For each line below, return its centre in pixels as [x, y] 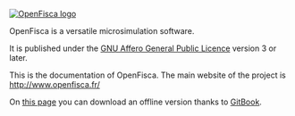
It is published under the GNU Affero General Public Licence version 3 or [143, 48]
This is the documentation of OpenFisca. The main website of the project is [147, 75]
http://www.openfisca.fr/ [55, 84]
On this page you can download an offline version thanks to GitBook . [135, 102]
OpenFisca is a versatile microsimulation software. [102, 31]
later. [19, 58]
